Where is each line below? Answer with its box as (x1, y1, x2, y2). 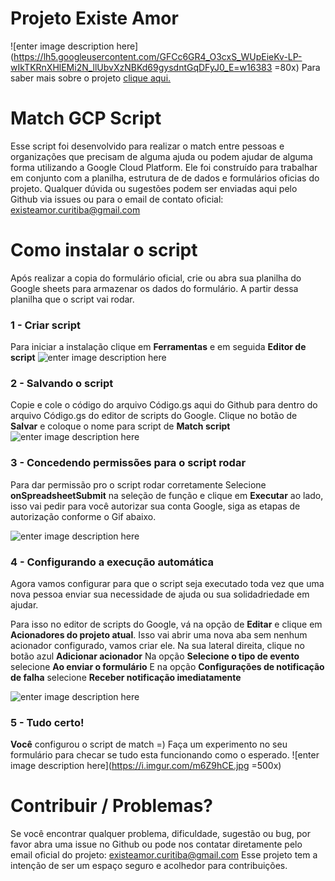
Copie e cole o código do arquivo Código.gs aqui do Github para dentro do (10, 399, 318, 411)
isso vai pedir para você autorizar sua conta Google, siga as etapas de (10, 500, 301, 512)
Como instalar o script (10, 239, 198, 262)
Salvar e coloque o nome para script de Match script (10, 420, 231, 432)
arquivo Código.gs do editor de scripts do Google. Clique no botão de (10, 410, 298, 422)
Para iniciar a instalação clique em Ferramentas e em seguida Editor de (10, 341, 307, 353)
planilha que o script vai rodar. (10, 293, 135, 305)
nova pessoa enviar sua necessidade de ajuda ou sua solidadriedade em (10, 588, 310, 600)
